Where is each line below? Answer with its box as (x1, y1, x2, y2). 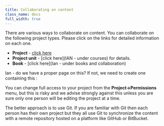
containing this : (5, 75, 38, 82)
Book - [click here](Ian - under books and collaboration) (12, 60, 127, 67)
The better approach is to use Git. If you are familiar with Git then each (5, 105, 148, 111)
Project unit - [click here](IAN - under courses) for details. (12, 55, 131, 61)
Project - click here (12, 50, 52, 56)
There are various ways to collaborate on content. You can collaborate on (5, 30, 154, 36)
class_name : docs (5, 12, 41, 17)
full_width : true (5, 16, 41, 21)
